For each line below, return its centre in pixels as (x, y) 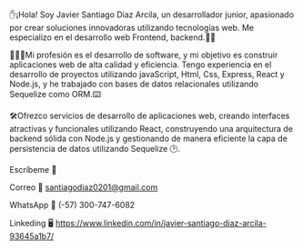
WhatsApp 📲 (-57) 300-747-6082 (72, 205)
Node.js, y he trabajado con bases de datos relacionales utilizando (134, 84)
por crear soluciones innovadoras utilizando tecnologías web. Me (132, 28)
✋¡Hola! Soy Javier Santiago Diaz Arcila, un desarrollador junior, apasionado (151, 15)
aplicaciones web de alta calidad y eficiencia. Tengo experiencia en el (141, 65)
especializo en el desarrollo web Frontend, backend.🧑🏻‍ (113, 37)
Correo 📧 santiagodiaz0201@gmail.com (84, 187)
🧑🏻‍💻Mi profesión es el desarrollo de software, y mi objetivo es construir (144, 55)
